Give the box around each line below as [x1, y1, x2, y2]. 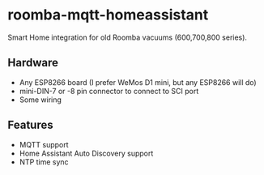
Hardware [7, 56, 58, 70]
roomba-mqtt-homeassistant [7, 6, 209, 24]
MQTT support [19, 139, 70, 149]
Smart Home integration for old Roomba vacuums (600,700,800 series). [7, 32, 248, 42]
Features [7, 118, 53, 132]
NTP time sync [19, 156, 70, 167]
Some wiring [19, 95, 62, 105]
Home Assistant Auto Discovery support [19, 148, 154, 158]
